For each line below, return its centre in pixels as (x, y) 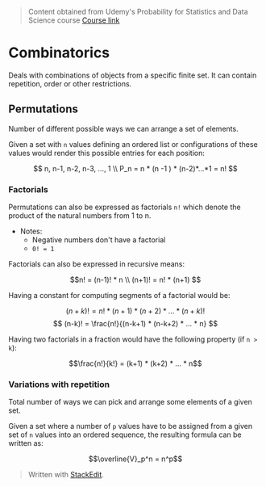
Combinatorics (59, 53)
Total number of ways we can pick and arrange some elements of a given (130, 402)
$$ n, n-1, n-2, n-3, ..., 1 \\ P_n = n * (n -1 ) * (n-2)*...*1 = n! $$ (135, 168)
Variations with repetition (59, 384)
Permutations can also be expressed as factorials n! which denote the (125, 207)
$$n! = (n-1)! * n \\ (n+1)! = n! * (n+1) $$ (135, 280)
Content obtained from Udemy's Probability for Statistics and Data (138, 12)
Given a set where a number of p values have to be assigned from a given (130, 426)
